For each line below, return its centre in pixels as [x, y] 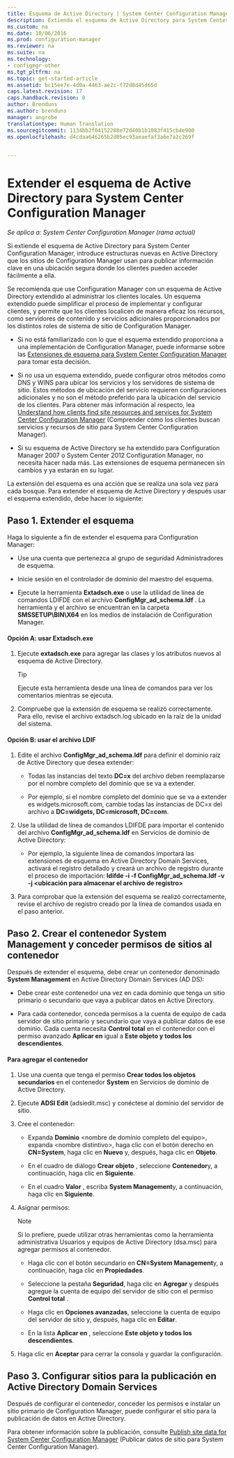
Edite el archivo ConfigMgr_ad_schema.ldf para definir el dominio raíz [119, 755]
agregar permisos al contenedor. [64, 1250]
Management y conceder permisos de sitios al [110, 944]
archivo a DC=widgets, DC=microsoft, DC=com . [98, 812]
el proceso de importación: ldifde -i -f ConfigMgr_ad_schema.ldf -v [126, 876]
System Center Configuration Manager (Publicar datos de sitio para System [116, 1439]
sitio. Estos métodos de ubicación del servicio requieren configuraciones [122, 390]
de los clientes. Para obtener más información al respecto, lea [106, 405]
